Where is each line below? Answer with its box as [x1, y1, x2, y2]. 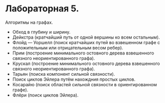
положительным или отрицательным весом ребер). [12, 45, 124, 51]
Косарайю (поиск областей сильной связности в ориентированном [12, 81, 157, 87]
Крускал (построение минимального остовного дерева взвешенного [12, 60, 161, 66]
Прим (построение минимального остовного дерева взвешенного [12, 50, 155, 56]
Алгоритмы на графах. [5, 19, 53, 25]
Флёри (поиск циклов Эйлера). [12, 92, 79, 98]
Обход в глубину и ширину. [12, 29, 71, 35]
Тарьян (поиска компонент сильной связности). [12, 71, 115, 77]
